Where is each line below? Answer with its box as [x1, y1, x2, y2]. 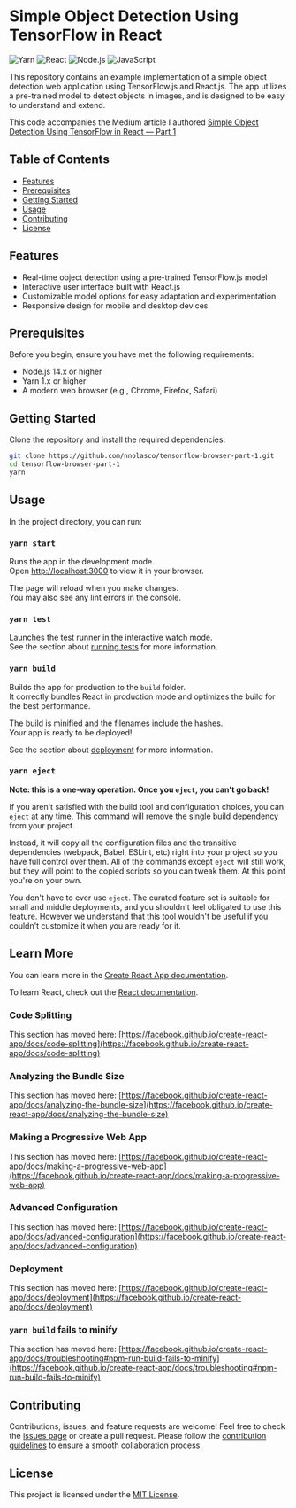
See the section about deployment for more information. [9, 744, 214, 755]
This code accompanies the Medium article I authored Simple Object [9, 117, 259, 128]
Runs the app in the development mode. [9, 556, 155, 566]
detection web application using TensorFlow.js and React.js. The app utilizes [9, 81, 287, 91]
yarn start [9, 538, 56, 548]
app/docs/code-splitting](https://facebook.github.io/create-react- [9, 1038, 249, 1049]
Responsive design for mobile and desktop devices [21, 299, 209, 311]
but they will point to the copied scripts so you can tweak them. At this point [9, 866, 285, 876]
